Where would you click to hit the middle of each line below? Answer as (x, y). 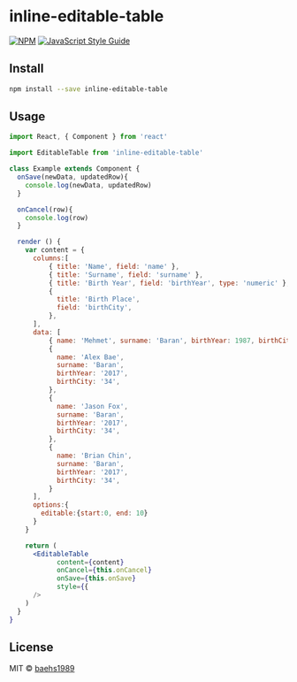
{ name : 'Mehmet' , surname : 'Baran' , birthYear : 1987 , (152, 341)
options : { (50, 505)
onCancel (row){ (45, 210)
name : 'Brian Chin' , (94, 456)
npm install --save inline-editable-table (88, 89)
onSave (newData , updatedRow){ (72, 177)
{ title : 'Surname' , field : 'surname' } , (126, 275)
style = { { (72, 587)
